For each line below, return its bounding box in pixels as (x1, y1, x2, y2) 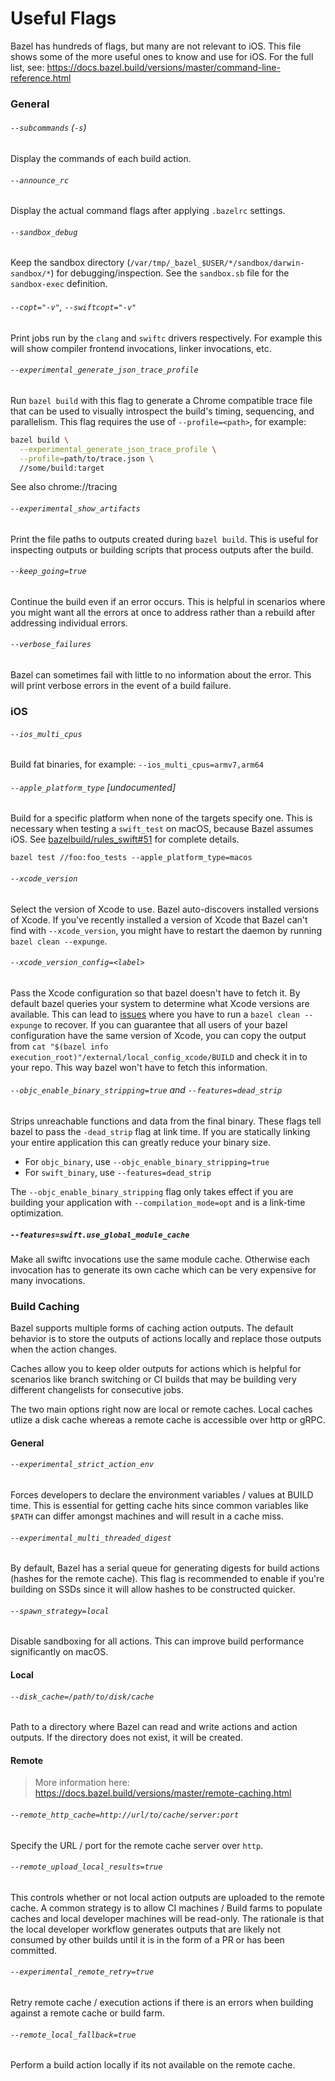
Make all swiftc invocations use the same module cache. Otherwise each (10, 1253, 310, 1265)
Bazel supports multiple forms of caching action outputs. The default (10, 1322, 294, 1334)
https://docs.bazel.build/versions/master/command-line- (46, 61, 281, 73)
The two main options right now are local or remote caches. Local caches (10, 1403, 313, 1416)
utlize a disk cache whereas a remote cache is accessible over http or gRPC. (10, 1414, 326, 1426)
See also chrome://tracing (10, 481, 118, 493)
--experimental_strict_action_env (10, 1460, 155, 1470)
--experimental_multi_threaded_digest (10, 1533, 172, 1543)
